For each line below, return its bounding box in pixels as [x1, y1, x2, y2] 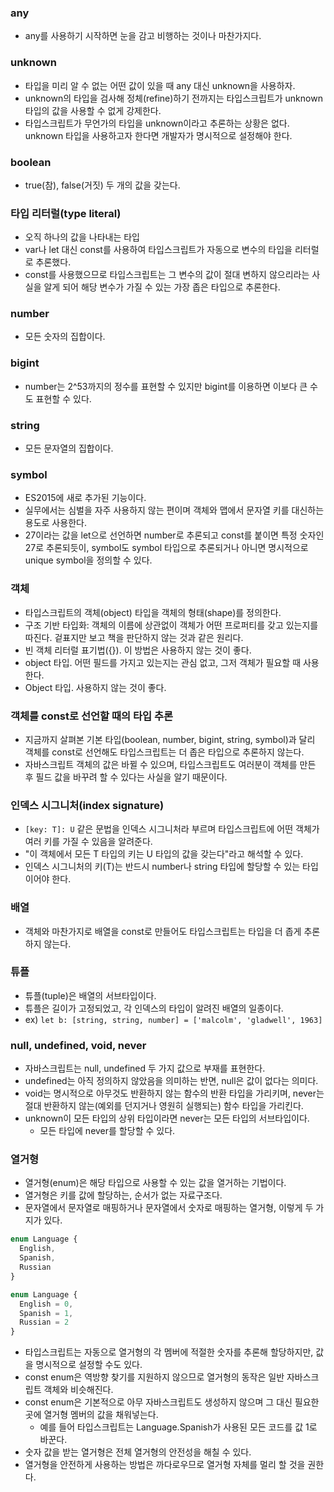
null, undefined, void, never [10, 1038, 147, 1052]
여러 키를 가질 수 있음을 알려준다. [24, 836, 153, 848]
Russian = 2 [19, 1317, 70, 1328]
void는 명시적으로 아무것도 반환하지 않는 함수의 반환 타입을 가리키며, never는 [24, 1087, 325, 1100]
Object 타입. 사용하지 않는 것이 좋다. [24, 681, 167, 693]
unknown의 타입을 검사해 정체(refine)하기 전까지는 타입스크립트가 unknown [24, 92, 323, 104]
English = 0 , [19, 1299, 74, 1309]
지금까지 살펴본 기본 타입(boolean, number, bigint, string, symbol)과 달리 [24, 733, 316, 745]
